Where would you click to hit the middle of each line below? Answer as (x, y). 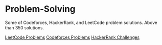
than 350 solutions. (24, 27)
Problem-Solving (40, 9)
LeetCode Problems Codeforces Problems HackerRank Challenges (72, 37)
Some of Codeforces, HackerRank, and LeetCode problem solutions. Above (81, 22)
